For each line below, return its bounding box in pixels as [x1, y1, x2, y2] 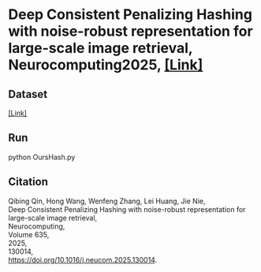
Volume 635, [8, 229, 50, 239]
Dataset [8, 87, 48, 100]
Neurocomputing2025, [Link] [8, 56, 203, 74]
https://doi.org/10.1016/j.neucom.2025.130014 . [8, 255, 158, 264]
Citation [8, 176, 49, 189]
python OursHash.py [8, 152, 76, 161]
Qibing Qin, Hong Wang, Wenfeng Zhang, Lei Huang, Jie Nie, [8, 196, 206, 206]
